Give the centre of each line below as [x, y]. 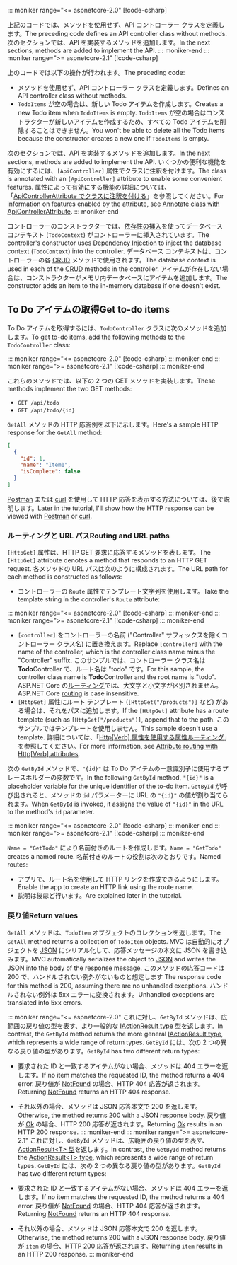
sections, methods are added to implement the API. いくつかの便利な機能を [117, 162]
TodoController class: [39, 345]
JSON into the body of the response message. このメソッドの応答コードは [116, 968]
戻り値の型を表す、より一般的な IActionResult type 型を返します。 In [125, 1026]
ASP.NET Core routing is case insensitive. [78, 693]
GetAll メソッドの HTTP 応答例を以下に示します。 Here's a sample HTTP [113, 424]
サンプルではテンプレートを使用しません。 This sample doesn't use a [117, 729]
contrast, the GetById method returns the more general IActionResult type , [115, 1034]
